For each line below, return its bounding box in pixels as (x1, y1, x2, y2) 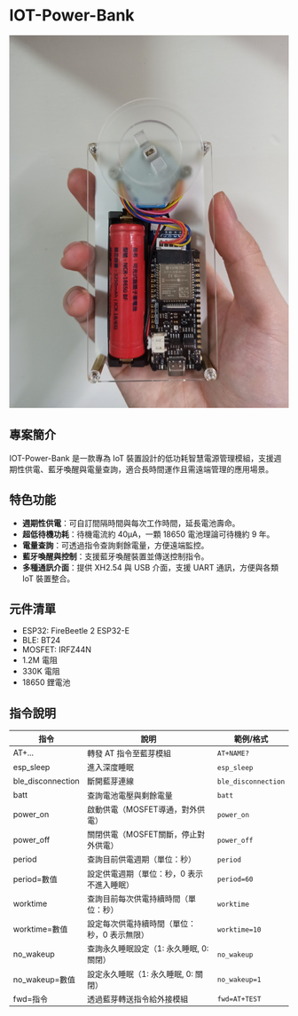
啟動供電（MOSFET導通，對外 (87, 804, 198, 815)
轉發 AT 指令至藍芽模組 (87, 747, 171, 759)
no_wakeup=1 (216, 975, 262, 985)
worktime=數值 (12, 924, 68, 934)
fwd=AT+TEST (216, 995, 262, 1004)
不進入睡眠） (87, 879, 135, 890)
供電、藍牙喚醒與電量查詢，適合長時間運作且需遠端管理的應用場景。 (24, 463, 273, 475)
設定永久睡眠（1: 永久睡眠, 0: (87, 968, 193, 979)
